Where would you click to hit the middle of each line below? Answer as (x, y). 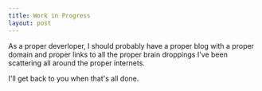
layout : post (30, 23)
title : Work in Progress (49, 16)
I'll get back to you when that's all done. (74, 78)
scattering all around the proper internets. (77, 63)
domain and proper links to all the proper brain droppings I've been (118, 54)
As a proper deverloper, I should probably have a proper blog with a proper (131, 45)
